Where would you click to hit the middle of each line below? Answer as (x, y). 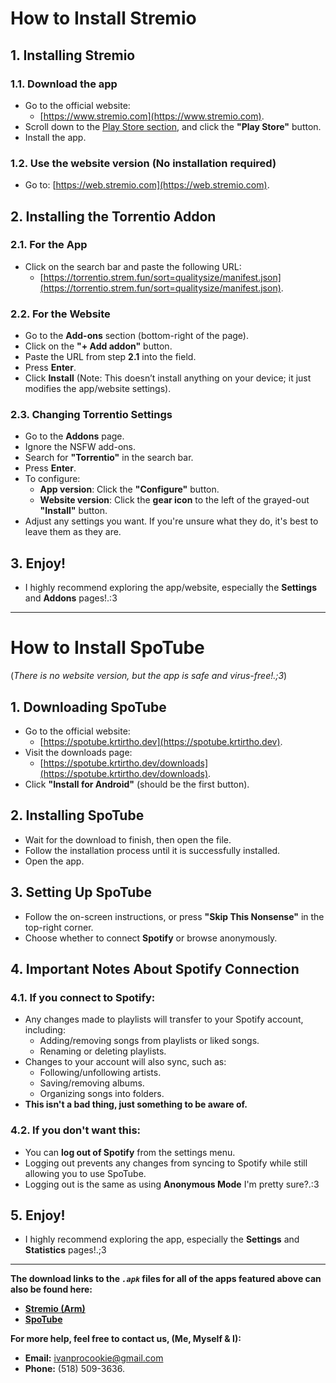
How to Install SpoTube (107, 648)
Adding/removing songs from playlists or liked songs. (149, 1041)
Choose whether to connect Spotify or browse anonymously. (151, 938)
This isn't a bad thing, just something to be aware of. (136, 1104)
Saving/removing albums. (92, 1083)
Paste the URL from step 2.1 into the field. (110, 357)
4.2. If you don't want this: (76, 1130)
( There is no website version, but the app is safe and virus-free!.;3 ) (149, 676)
